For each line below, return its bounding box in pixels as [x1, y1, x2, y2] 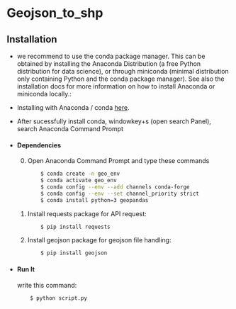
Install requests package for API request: [27, 209, 147, 218]
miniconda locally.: [16, 90, 72, 98]
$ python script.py [30, 294, 88, 302]
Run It [16, 264, 35, 274]
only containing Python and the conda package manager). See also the [16, 74, 225, 83]
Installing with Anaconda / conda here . [16, 103, 130, 111]
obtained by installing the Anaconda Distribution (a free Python [16, 60, 201, 68]
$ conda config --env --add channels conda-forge [40, 183, 190, 191]
